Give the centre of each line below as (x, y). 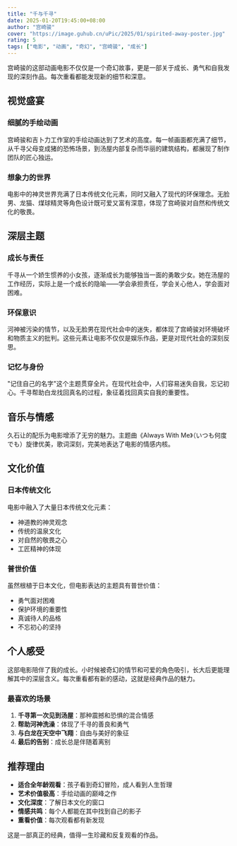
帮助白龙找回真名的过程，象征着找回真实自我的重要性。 (112, 392)
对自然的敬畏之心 (42, 540)
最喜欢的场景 (29, 698)
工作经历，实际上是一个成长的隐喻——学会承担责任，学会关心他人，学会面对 (119, 283)
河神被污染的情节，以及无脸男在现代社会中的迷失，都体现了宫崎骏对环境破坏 (119, 329)
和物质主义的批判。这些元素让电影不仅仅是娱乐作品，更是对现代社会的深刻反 (119, 338)
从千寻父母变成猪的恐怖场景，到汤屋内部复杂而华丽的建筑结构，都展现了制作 (119, 148)
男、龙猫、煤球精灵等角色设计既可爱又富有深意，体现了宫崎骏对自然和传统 (115, 203)
